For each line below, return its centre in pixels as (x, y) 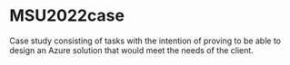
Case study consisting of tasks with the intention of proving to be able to (145, 41)
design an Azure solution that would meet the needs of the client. (132, 50)
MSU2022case (67, 16)
